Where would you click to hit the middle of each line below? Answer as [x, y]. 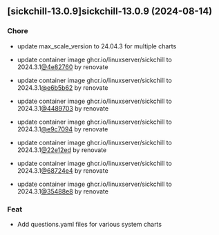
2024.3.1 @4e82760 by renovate [63, 67]
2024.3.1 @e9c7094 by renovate [63, 129]
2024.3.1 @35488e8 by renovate [63, 191]
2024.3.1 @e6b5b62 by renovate [63, 87]
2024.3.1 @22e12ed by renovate [62, 150]
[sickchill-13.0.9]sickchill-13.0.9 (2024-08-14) [110, 11]
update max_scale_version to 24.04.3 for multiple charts [97, 46]
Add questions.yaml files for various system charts [89, 224]
